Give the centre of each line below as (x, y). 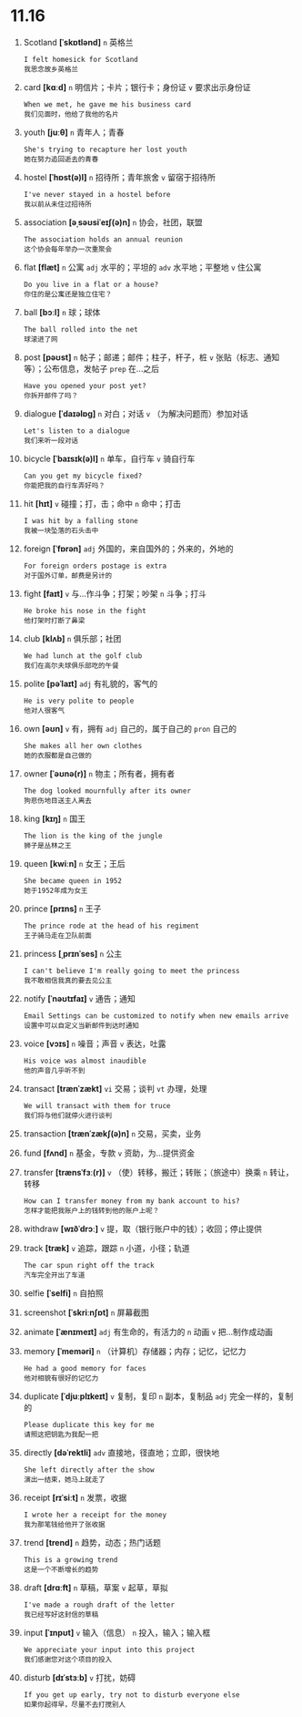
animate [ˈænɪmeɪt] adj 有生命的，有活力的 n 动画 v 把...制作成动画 (148, 1331)
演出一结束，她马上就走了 (64, 1479)
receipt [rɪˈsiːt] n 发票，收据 (75, 1497)
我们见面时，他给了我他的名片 (71, 114)
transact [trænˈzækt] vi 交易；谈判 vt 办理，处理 (115, 1088)
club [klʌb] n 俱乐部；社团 (72, 638)
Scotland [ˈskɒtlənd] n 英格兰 (79, 42)
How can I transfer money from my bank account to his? (131, 1201)
